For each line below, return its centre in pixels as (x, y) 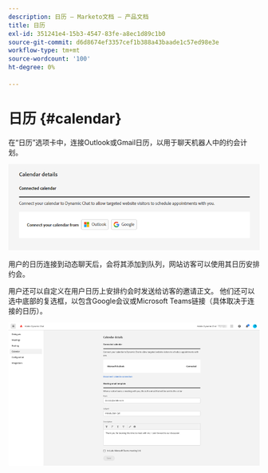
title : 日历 (27, 25)
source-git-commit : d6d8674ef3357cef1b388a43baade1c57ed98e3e (114, 42)
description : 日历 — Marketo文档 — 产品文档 (79, 17)
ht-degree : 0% (32, 68)
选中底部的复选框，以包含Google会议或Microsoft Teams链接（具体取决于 (128, 301)
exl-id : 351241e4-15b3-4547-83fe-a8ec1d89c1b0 (87, 34)
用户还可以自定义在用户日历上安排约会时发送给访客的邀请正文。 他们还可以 (132, 290)
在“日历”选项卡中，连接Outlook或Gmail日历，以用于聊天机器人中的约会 (124, 142)
